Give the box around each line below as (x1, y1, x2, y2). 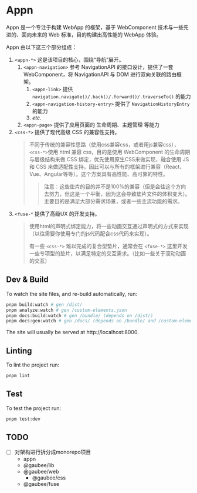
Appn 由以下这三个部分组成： (6, 44, 77, 51)
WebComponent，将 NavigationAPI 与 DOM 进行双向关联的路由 (23, 71, 177, 78)
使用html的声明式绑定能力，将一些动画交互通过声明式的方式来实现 (29, 222, 189, 229)
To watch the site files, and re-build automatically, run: (6, 290, 138, 297)
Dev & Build (6, 275, 49, 285)
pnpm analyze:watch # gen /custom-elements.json (6, 307, 127, 313)
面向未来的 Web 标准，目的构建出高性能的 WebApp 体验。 (21, 31, 162, 38)
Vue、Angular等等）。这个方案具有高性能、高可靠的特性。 (29, 170, 169, 177)
